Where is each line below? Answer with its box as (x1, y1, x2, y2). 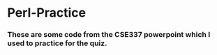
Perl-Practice (7, 5, 87, 21)
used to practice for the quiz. (7, 38, 107, 48)
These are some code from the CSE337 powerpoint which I (7, 30, 211, 40)
